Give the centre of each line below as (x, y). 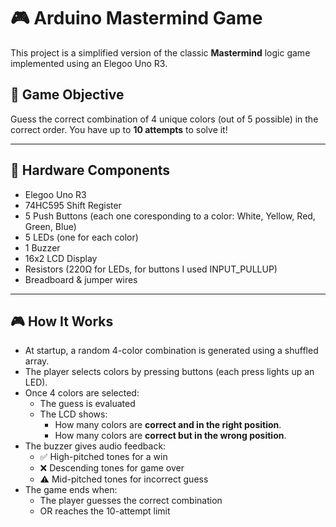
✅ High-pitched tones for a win (103, 457)
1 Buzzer (42, 247)
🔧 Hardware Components (90, 170)
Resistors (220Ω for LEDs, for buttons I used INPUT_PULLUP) (151, 269)
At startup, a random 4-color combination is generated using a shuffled (171, 351)
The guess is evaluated (87, 404)
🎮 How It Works (62, 321)
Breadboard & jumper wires (81, 279)
